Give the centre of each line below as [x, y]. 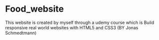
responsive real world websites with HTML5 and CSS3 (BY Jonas [72, 27]
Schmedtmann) [21, 33]
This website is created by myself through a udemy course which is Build [80, 22]
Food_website [35, 9]
